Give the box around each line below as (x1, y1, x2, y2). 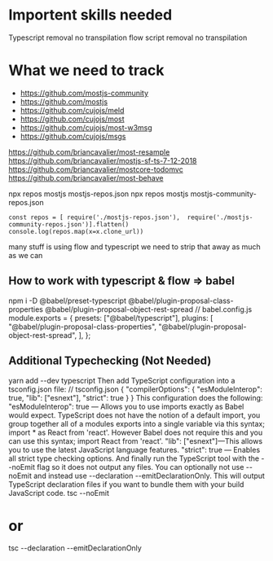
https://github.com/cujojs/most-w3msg (20, 122, 152, 132)
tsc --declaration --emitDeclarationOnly (8, 543, 143, 553)
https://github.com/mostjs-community (20, 88, 149, 98)
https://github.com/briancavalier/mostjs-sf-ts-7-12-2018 (8, 156, 197, 165)
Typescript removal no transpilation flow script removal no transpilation (8, 33, 248, 42)
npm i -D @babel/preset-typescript (8, 296, 126, 305)
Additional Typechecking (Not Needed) (8, 354, 212, 368)
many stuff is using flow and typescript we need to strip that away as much (8, 242, 261, 252)
